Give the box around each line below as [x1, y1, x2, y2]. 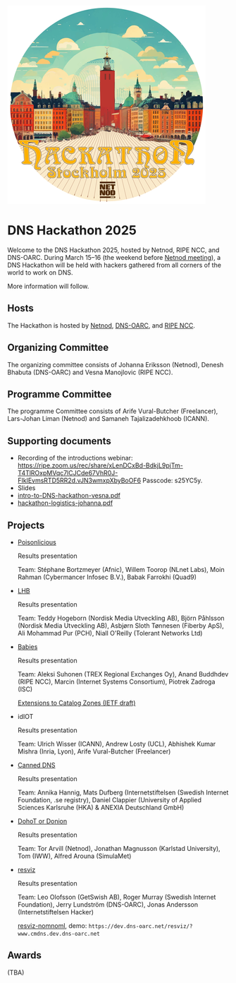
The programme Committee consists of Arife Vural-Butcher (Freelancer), [7, 407, 218, 415]
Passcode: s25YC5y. [142, 476, 203, 485]
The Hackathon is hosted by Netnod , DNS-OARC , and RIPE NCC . [7, 321, 196, 330]
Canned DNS [17, 761, 56, 769]
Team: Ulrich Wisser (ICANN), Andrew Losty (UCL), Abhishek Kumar [17, 740, 216, 748]
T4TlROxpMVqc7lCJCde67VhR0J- [17, 469, 118, 477]
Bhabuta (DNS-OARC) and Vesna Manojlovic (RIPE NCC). [7, 368, 173, 376]
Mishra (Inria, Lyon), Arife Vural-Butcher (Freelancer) [17, 747, 171, 756]
